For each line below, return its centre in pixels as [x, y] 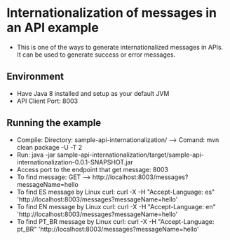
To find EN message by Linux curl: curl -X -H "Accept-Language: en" [116, 206]
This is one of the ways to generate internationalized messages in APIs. [120, 47]
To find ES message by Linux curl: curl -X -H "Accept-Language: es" [116, 192]
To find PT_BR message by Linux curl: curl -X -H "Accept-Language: [115, 221]
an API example [53, 28]
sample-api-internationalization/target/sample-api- [130, 155]
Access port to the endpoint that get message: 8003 [93, 169]
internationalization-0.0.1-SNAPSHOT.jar [75, 162]
